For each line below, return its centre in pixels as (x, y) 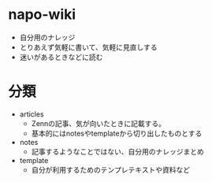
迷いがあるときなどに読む (61, 57)
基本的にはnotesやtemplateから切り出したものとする (117, 133)
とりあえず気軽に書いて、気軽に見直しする (88, 47)
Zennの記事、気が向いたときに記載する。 (99, 123)
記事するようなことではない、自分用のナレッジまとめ (118, 151)
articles (32, 114)
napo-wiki (42, 15)
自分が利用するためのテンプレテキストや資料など (111, 169)
